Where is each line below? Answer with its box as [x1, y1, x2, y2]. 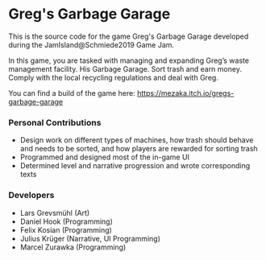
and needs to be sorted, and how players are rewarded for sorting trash [19, 144, 258, 154]
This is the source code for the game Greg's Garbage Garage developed [8, 31, 249, 41]
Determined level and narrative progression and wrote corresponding [19, 161, 251, 171]
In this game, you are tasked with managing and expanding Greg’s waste [8, 56, 250, 65]
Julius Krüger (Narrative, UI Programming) [19, 233, 161, 243]
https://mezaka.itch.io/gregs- [136, 88, 235, 97]
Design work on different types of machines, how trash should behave [19, 135, 254, 145]
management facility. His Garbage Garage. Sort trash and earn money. [8, 64, 242, 73]
